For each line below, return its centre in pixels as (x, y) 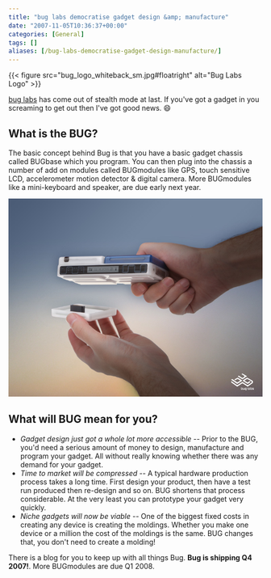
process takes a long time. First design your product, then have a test (135, 482)
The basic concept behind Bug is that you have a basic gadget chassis (126, 153)
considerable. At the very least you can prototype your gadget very (132, 499)
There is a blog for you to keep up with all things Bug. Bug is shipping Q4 (130, 557)
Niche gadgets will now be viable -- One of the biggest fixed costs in (135, 516)
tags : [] (23, 43)
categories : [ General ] (46, 34)
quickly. (33, 507)
